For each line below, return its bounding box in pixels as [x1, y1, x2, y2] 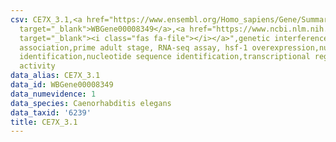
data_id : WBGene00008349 [10, 80, 114, 90]
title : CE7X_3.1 [10, 117, 78, 127]
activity [19, 61, 56, 71]
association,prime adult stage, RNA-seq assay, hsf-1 [19, 42, 248, 53]
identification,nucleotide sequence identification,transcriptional [19, 52, 311, 62]
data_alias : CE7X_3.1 [10, 71, 101, 81]
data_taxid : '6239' [10, 107, 92, 118]
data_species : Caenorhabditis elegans [10, 98, 172, 108]
